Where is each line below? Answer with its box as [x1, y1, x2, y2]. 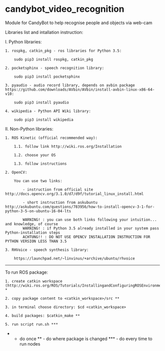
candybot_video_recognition [5, 3, 124, 15]
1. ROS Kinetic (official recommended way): [5, 135, 98, 140]
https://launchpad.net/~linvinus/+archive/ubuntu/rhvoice [14, 256, 135, 261]
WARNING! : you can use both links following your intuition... [23, 217, 157, 222]
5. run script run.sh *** [5, 321, 58, 327]
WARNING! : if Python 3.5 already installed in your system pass [23, 225, 160, 231]
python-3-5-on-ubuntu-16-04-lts [5, 208, 71, 214]
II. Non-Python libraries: [5, 126, 54, 131]
